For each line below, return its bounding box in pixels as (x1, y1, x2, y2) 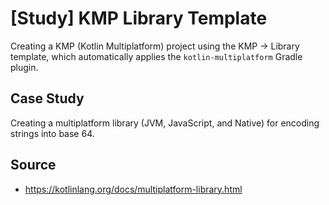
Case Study (10, 90, 85, 107)
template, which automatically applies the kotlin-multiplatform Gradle (10, 50, 303, 62)
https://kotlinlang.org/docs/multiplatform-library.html (24, 183, 243, 195)
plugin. (10, 61, 39, 73)
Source (10, 157, 57, 174)
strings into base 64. (10, 127, 95, 139)
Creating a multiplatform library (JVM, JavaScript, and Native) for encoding (10, 117, 320, 129)
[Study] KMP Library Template (10, 7, 268, 30)
